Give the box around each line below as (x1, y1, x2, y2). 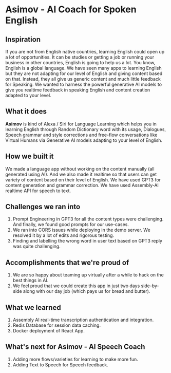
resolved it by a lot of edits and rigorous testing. (12, 232, 115, 238)
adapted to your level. (5, 92, 51, 98)
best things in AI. (12, 277, 49, 284)
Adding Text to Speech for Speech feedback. (12, 361, 109, 368)
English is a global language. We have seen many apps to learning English (5, 65, 162, 71)
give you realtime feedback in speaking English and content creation (5, 87, 150, 93)
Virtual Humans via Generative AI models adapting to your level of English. (5, 137, 163, 143)
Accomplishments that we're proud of (5, 258, 129, 267)
